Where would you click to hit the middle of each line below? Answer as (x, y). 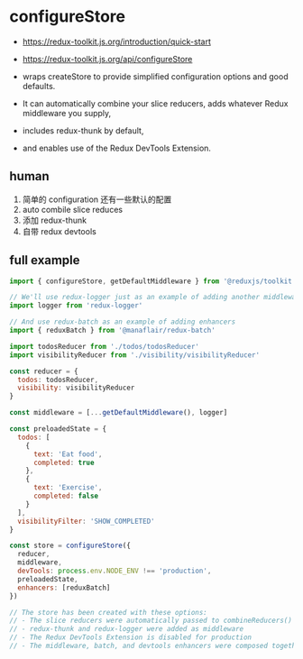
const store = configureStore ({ (70, 546)
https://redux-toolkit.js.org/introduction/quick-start (117, 41)
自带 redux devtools (59, 231)
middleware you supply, (67, 113)
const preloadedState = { (58, 429)
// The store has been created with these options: (108, 612)
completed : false (66, 496)
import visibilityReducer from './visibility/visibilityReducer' (134, 355)
